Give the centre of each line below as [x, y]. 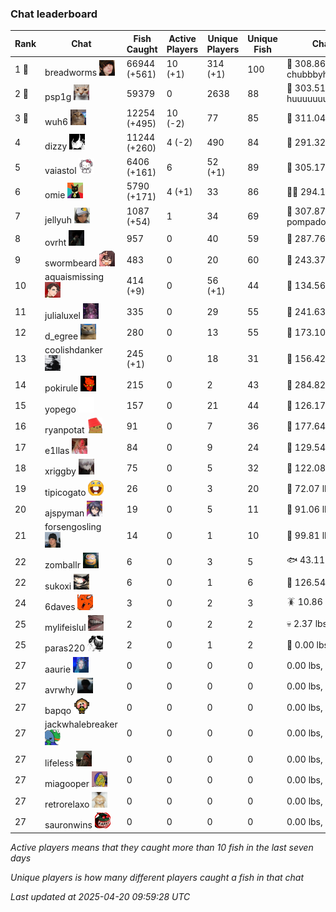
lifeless [59, 763]
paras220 [65, 648]
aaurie [58, 669]
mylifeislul [65, 628]
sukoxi [58, 586]
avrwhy [60, 689]
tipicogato [65, 492]
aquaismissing [74, 277]
